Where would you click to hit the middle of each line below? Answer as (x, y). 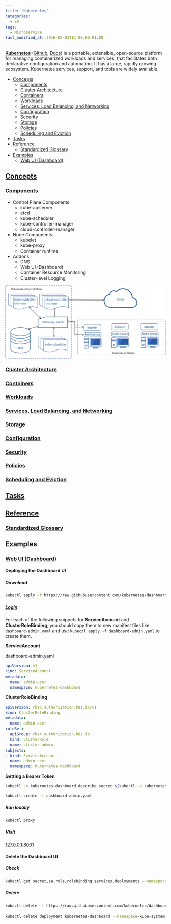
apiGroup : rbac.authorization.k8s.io (50, 734)
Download (17, 583)
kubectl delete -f (25, 906)
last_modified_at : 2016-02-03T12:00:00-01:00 (54, 38)
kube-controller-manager (47, 223)
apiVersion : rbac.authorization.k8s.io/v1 (51, 707)
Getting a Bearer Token (30, 776)
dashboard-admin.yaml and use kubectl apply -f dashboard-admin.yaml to (83, 631)
